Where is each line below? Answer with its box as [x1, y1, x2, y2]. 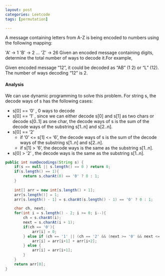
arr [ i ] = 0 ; [31, 229, 57, 234]
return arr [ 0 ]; [14, 261, 46, 266]
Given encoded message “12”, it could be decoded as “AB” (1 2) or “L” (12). [5, 64, 159, 70]
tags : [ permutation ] [5, 16, 48, 21]
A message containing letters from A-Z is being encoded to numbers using [5, 34, 159, 40]
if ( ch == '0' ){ [23, 224, 55, 229]
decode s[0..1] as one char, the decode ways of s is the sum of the [12, 118, 149, 124]
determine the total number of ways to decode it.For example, [5, 55, 132, 61]
